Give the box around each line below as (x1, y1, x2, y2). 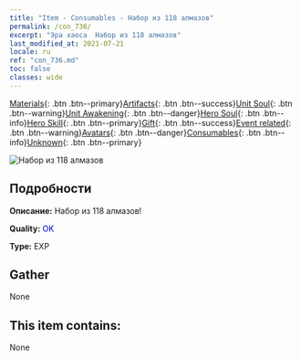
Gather (9, 267, 50, 282)
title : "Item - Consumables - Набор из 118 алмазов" (9, 13, 214, 23)
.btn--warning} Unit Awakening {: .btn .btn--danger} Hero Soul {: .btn (9, 107, 261, 119)
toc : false (9, 65, 51, 74)
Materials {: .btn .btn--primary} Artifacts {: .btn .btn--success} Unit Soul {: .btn (9, 98, 294, 109)
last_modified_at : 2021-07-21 (9, 38, 125, 48)
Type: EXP (9, 240, 50, 251)
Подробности (9, 181, 92, 196)
